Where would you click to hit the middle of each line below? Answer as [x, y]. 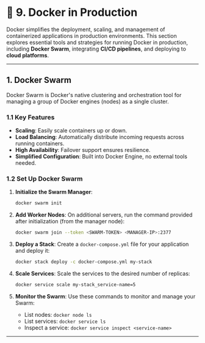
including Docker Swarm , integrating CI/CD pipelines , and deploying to [96, 49]
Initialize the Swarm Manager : [54, 192]
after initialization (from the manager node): [70, 222]
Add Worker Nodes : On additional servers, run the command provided [104, 215]
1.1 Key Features [31, 117]
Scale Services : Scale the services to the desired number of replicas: [103, 273]
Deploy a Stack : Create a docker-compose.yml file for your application [102, 244]
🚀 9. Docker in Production [72, 13]
